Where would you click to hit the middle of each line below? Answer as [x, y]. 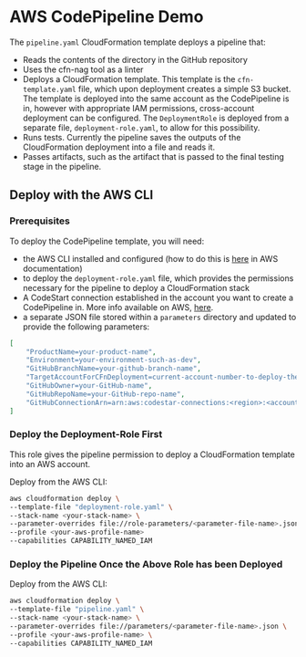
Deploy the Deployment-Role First [86, 434]
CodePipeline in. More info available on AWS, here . [118, 307]
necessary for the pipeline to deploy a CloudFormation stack [136, 287]
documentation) [52, 268]
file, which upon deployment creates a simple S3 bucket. [184, 89]
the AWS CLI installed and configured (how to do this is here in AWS [150, 258]
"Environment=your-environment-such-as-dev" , [114, 360]
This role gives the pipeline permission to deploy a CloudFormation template [153, 454]
